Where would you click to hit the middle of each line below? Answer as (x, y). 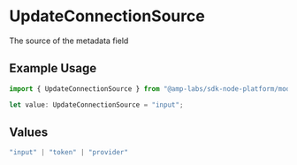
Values (29, 132)
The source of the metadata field (69, 41)
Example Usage (53, 68)
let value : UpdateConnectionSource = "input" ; (96, 105)
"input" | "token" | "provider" (69, 153)
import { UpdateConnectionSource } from (85, 89)
